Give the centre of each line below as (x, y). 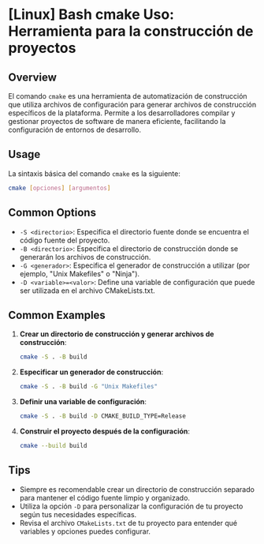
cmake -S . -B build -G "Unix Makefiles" (89, 387)
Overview (33, 77)
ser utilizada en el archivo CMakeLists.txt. (87, 291)
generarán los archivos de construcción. (85, 257)
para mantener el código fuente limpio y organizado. (105, 497)
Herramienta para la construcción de (131, 31)
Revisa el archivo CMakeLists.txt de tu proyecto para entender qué (128, 523)
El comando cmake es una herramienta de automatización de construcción (128, 96)
